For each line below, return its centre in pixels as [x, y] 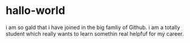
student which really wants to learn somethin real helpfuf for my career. [95, 33]
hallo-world [35, 11]
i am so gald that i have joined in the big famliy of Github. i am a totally [93, 27]
